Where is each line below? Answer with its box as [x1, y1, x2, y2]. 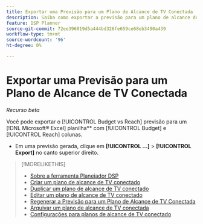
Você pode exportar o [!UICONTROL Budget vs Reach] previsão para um [6, 118, 187, 125]
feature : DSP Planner [6, 20, 61, 26]
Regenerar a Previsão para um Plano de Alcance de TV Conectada [30, 198, 196, 205]
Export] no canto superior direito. [14, 149, 99, 156]
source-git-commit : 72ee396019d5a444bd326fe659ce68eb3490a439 [6, 25, 166, 32]
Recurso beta [6, 106, 40, 113]
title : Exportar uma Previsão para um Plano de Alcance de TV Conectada [6, 8, 193, 15]
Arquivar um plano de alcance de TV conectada [30, 204, 149, 211]
